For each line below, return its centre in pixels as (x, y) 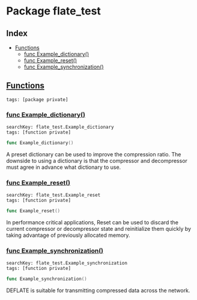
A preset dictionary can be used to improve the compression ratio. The (94, 154)
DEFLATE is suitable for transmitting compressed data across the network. (98, 290)
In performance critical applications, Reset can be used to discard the (92, 222)
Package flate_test (53, 11)
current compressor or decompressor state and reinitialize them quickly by (98, 229)
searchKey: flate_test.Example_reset (53, 195)
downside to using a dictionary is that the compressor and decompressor (97, 161)
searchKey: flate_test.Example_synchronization (67, 263)
